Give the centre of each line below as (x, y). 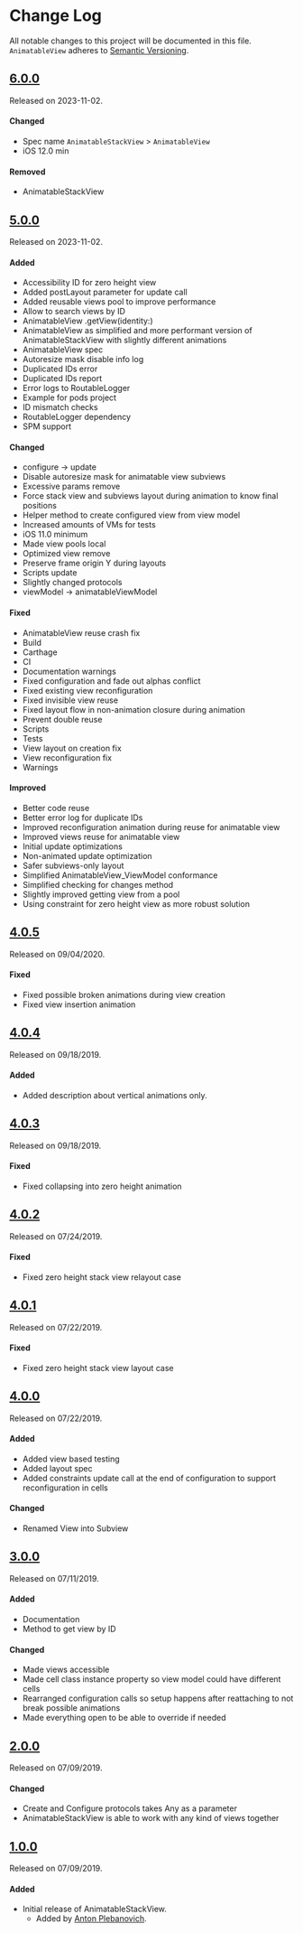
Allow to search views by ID (74, 312)
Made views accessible (66, 1670)
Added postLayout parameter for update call (105, 292)
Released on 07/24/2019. (56, 1236)
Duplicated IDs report (62, 378)
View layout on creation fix (72, 748)
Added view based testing (71, 1459)
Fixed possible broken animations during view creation (124, 995)
